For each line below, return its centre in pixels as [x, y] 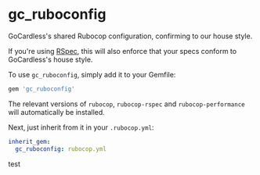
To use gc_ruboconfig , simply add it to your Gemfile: [92, 74]
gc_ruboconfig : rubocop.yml [61, 149]
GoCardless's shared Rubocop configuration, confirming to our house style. [130, 36]
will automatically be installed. [57, 112]
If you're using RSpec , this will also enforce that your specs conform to [123, 51]
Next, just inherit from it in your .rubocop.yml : [81, 127]
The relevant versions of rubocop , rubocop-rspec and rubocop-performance [126, 104]
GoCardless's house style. [51, 59]
